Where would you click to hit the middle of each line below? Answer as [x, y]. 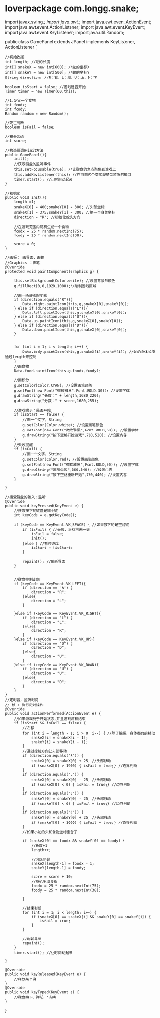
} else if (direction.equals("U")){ [51, 317]
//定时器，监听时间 [22, 700]
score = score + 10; [52, 876]
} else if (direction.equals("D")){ [51, 325]
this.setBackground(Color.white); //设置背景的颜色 [65, 281]
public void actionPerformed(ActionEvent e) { [53, 713]
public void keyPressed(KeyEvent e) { [44, 506]
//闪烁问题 [40, 859]
